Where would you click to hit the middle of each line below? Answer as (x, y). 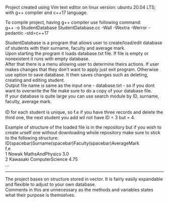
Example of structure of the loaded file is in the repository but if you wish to (83, 127)
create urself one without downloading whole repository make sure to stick (83, 132)
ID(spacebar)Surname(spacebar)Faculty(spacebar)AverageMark (72, 143)
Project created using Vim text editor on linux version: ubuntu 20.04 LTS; (80, 7)
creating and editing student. (35, 80)
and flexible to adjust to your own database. (51, 184)
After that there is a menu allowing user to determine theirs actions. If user (82, 64)
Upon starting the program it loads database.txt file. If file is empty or (77, 53)
